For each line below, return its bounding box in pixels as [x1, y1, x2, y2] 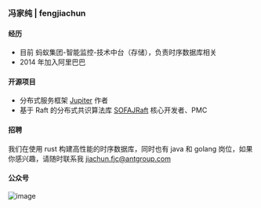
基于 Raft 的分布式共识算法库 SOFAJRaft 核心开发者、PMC [19, 105, 208, 115]
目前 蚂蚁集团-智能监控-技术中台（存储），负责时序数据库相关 [19, 48, 217, 57]
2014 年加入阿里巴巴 [19, 57, 86, 67]
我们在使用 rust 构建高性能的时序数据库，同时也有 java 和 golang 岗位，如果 [8, 144, 253, 153]
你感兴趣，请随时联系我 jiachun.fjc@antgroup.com [8, 154, 171, 163]
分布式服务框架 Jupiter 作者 [19, 96, 108, 105]
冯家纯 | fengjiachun [8, 7, 86, 18]
